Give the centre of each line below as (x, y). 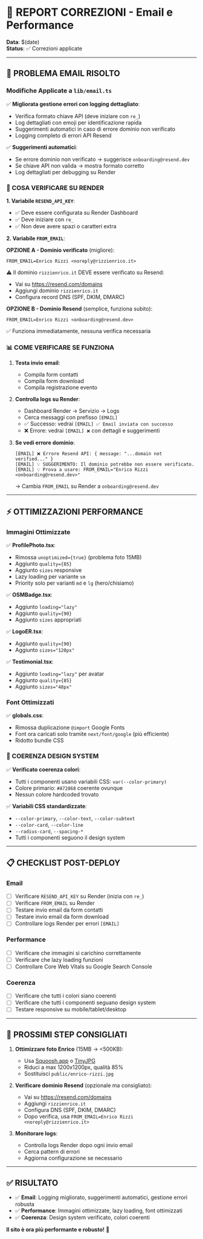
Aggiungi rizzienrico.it (55, 1103)
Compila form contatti (51, 375)
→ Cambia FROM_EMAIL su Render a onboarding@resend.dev (87, 486)
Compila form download (54, 381)
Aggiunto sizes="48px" (43, 686)
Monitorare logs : (36, 1134)
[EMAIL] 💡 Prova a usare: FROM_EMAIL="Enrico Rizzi (82, 470)
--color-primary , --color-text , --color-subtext (75, 818)
